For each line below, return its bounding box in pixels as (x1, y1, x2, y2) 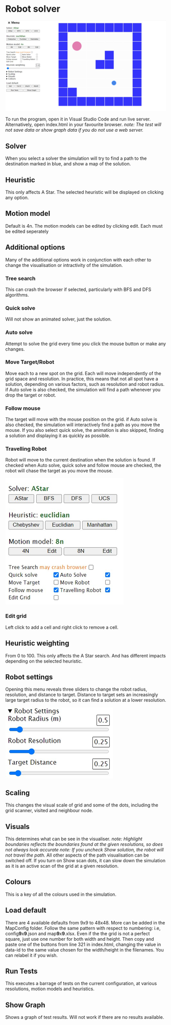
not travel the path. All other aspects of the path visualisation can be (5, 852, 150, 858)
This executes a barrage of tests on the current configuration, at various (5, 981, 157, 987)
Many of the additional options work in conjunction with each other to (5, 256, 152, 263)
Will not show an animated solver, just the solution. (5, 316, 112, 322)
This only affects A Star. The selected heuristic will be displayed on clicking (5, 189, 164, 196)
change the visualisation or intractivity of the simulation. (5, 262, 124, 268)
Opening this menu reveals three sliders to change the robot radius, (5, 686, 147, 692)
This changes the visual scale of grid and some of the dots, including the (5, 802, 159, 808)
